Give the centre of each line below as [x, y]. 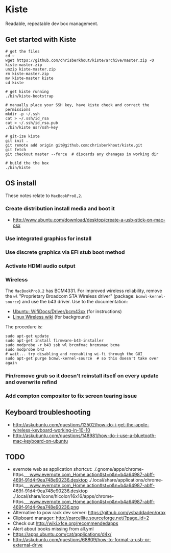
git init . [17, 141]
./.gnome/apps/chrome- [119, 469]
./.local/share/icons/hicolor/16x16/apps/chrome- [63, 496]
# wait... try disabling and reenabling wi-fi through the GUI [74, 354]
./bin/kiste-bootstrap [29, 96]
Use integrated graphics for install [48, 238]
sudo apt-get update [27, 336]
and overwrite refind [31, 382]
